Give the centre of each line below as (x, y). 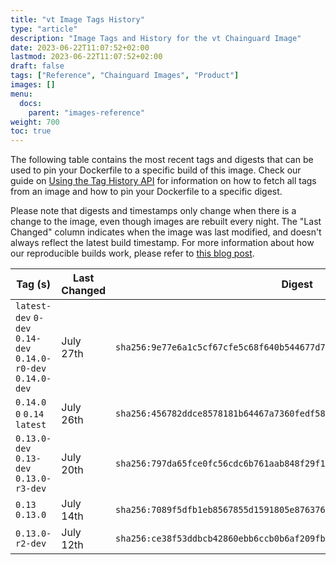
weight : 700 (35, 122)
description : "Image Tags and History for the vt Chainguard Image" (156, 38)
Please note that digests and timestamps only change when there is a (153, 211)
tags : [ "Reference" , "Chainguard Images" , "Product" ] (125, 76)
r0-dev (31, 369)
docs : (31, 103)
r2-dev (31, 544)
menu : (21, 94)
